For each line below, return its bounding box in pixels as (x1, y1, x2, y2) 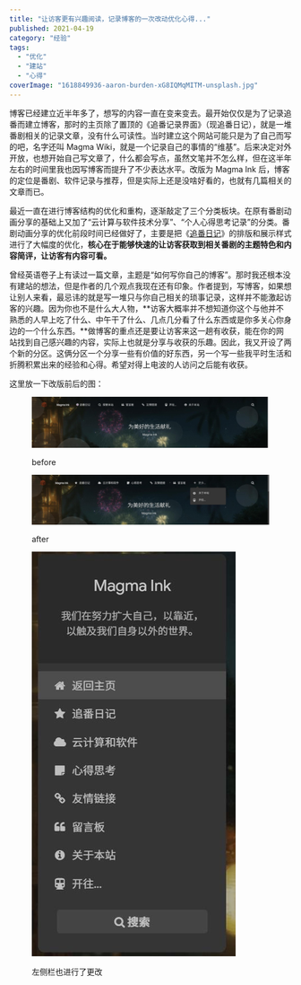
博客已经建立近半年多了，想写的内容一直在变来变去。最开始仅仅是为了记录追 (9, 108, 292, 119)
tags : (9, 43, 30, 52)
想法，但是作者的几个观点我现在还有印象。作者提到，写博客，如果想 (39, 280, 292, 291)
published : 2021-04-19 (9, 23, 94, 33)
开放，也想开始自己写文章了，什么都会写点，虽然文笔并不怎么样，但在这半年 (9, 153, 292, 163)
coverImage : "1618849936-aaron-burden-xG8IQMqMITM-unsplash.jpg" (9, 81, 258, 90)
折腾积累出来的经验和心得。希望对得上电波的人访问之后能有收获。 (9, 359, 253, 370)
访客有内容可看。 (47, 250, 112, 260)
